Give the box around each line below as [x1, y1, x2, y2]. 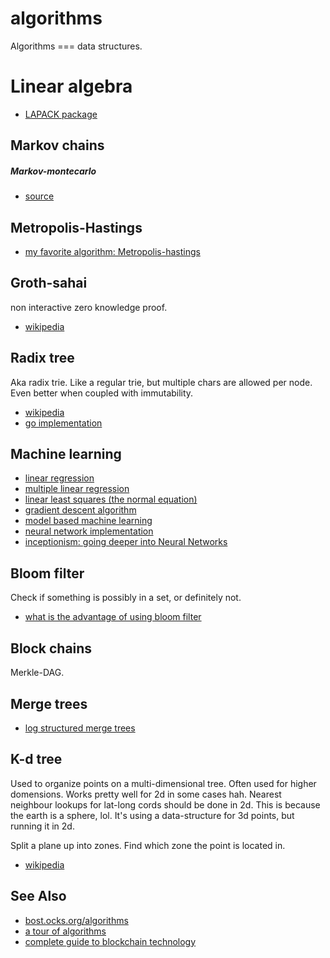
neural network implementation [24, 525, 154, 537]
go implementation [24, 417, 103, 429]
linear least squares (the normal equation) [24, 493, 198, 506]
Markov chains [10, 137, 105, 154]
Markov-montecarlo [10, 165, 97, 177]
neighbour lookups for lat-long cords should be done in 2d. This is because [10, 798, 321, 811]
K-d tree [10, 751, 63, 768]
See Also [10, 888, 67, 905]
